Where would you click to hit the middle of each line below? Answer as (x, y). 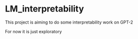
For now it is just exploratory (34, 31)
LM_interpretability (44, 9)
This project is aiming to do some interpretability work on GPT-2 (69, 22)
